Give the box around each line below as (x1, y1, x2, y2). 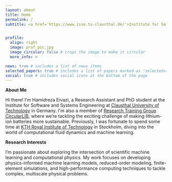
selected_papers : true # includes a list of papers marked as (5, 68, 141, 73)
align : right (10, 40, 38, 45)
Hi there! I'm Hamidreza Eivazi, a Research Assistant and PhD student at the (5, 97, 165, 103)
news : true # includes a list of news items (5, 63, 102, 69)
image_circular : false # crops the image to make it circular (10, 49, 145, 55)
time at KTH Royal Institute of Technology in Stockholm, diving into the (5, 124, 154, 130)
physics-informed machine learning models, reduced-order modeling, (5, 160, 153, 166)
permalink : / (5, 17, 33, 22)
